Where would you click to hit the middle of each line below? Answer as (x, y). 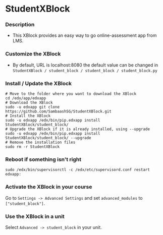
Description (20, 25)
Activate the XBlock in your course (49, 187)
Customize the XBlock (33, 54)
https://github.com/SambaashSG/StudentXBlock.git (59, 111)
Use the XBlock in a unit (35, 216)
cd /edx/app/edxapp (26, 98)
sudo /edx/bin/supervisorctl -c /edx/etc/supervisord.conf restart (78, 170)
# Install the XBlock (28, 116)
